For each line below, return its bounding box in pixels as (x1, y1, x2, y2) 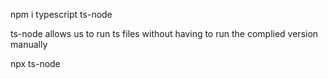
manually (10, 39, 48, 50)
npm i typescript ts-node (10, 9, 113, 20)
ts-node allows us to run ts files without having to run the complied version (10, 28, 319, 39)
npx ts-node (10, 58, 61, 69)
